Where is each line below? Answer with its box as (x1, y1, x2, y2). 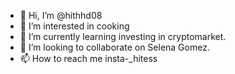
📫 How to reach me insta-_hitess (19, 53, 158, 64)
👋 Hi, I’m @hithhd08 (19, 10, 103, 21)
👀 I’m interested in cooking (19, 20, 130, 32)
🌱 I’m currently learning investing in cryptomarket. (19, 31, 227, 42)
